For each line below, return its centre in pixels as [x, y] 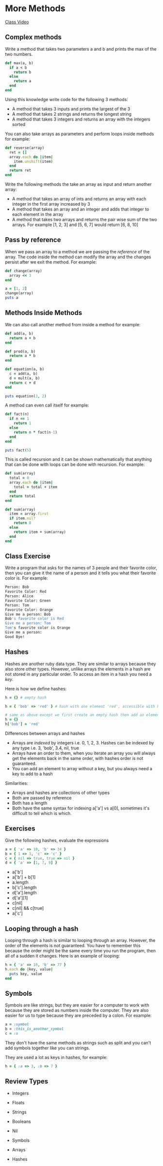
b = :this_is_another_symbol [34, 1029]
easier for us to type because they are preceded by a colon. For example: [78, 1016]
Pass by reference [33, 240]
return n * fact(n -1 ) [35, 432]
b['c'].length [24, 887]
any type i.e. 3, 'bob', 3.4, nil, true [45, 748]
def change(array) [24, 271]
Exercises [20, 829]
